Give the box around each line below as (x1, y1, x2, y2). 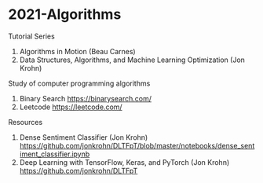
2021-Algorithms (8, 5, 122, 24)
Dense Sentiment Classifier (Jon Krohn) (19, 132, 148, 142)
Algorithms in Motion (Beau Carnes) (19, 46, 136, 56)
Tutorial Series (8, 31, 55, 41)
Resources (8, 117, 43, 126)
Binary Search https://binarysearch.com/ (19, 93, 152, 103)
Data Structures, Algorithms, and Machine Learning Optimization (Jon (19, 55, 246, 64)
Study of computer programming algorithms (8, 79, 151, 88)
